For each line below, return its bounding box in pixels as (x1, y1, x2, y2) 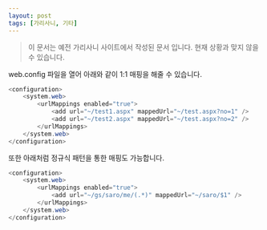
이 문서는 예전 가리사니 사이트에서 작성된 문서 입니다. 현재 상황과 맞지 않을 (27, 42, 259, 52)
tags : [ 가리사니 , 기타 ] (8, 19, 78, 27)
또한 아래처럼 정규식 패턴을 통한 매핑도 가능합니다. (8, 153, 165, 163)
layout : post (8, 11, 52, 20)
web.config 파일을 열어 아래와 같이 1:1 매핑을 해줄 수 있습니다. (8, 69, 203, 79)
